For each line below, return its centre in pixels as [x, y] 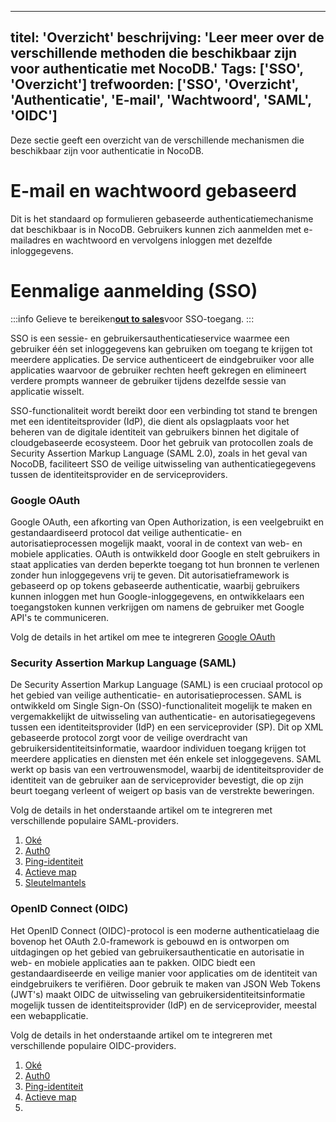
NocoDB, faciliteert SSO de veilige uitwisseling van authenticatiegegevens [163, 463]
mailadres [30, 240]
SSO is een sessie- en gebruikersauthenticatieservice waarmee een [150, 338]
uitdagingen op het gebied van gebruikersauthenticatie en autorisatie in [157, 952]
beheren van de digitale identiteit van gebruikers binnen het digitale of [155, 432]
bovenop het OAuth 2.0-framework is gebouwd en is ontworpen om [150, 941]
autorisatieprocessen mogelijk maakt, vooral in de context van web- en [156, 543]
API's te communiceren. [59, 617]
